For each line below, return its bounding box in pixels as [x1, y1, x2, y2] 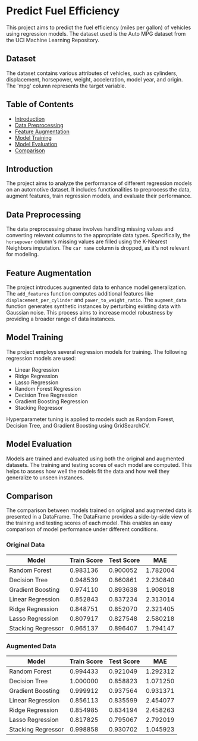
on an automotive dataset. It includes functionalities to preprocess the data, [6, 186, 191, 193]
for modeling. [6, 251, 39, 258]
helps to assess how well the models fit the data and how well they [6, 467, 170, 475]
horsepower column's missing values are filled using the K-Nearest [6, 238, 168, 245]
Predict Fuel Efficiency [6, 4, 120, 18]
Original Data [6, 541, 45, 549]
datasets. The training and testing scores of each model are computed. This [6, 461, 192, 468]
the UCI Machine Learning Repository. [6, 36, 100, 43]
